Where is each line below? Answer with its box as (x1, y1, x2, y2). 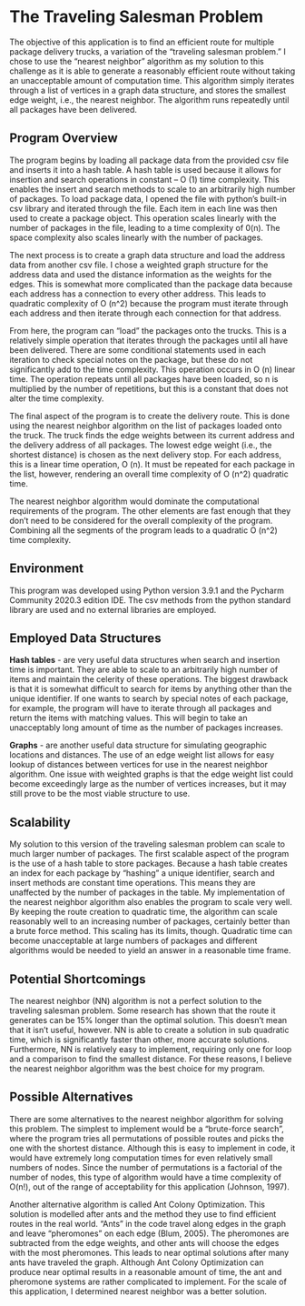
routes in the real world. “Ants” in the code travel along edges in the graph (9, 1218, 287, 1229)
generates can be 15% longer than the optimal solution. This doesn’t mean (9, 1015, 288, 1025)
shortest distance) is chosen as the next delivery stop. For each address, (9, 448, 282, 460)
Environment (9, 561, 84, 577)
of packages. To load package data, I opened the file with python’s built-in (9, 193, 288, 204)
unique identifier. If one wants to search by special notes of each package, (9, 693, 289, 704)
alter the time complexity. (9, 393, 104, 404)
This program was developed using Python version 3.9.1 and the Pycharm (9, 585, 284, 596)
